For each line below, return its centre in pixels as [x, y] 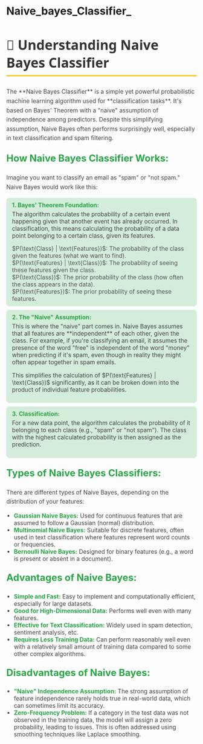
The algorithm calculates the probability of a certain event [91, 214]
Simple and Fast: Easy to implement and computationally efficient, [105, 596]
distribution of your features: [45, 502]
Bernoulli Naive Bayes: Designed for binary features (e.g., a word [104, 552]
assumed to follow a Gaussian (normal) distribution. [85, 523]
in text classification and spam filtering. [60, 138]
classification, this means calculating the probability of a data [96, 229]
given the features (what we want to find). [69, 256]
